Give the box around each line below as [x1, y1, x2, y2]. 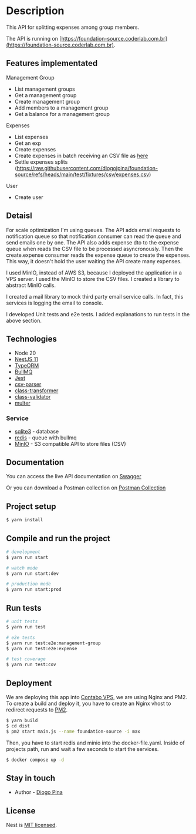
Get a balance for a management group [14, 110, 110, 117]
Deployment [6, 678, 52, 688]
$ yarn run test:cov [6, 661, 57, 668]
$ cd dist [6, 723, 31, 729]
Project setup [6, 501, 57, 511]
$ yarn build [6, 717, 38, 723]
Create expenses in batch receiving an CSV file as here [14, 152, 148, 159]
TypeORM [14, 362, 39, 369]
